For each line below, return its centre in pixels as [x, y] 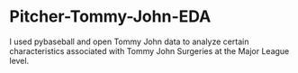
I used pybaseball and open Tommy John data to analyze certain [129, 41]
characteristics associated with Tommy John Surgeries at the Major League [149, 50]
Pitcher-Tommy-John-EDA [110, 17]
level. [19, 60]
